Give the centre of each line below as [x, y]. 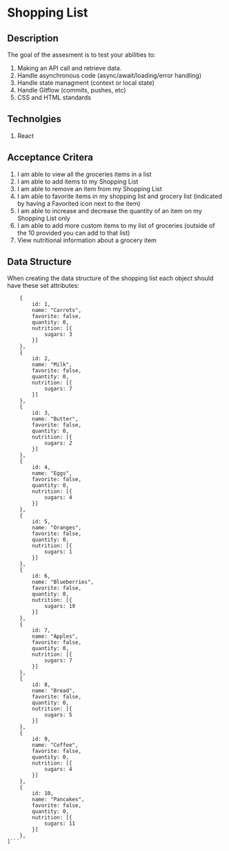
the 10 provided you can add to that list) [73, 233]
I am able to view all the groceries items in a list [84, 174]
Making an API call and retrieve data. [69, 68]
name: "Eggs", [52, 473]
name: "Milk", [52, 365]
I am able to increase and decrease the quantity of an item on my [109, 211]
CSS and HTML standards [54, 97]
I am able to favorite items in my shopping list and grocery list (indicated [120, 196]
